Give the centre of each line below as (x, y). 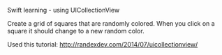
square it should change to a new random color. (76, 31)
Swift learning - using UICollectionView (64, 10)
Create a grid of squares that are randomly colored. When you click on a (111, 23)
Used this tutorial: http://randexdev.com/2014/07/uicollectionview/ (103, 44)
